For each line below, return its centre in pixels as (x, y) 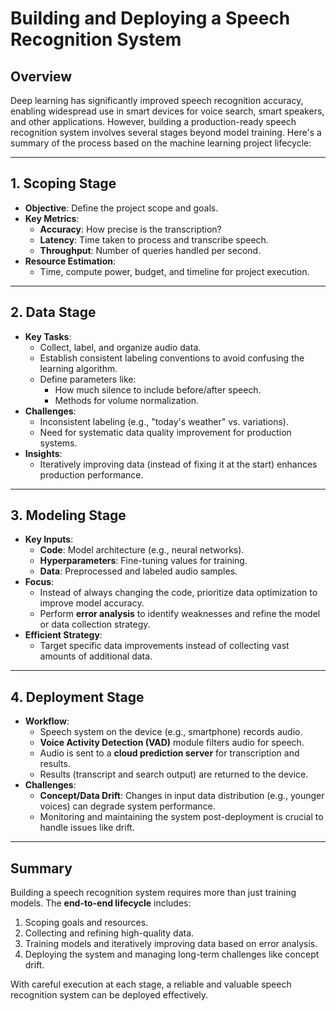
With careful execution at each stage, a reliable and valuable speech (151, 984)
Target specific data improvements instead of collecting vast (164, 646)
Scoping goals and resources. (86, 923)
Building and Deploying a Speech (150, 18)
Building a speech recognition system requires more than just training (153, 893)
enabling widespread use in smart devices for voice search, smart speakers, (167, 111)
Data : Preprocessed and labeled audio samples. (138, 571)
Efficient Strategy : (63, 635)
